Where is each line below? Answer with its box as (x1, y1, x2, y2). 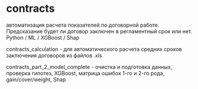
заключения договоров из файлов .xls (6, 52, 103, 59)
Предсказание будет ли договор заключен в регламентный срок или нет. (6, 27, 193, 34)
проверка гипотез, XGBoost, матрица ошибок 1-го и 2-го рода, (6, 69, 165, 77)
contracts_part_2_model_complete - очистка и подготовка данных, (6, 63, 173, 70)
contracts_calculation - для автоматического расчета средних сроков (6, 45, 182, 52)
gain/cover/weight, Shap (6, 76, 66, 83)
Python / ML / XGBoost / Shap (6, 34, 79, 41)
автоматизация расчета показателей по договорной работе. (6, 21, 160, 28)
